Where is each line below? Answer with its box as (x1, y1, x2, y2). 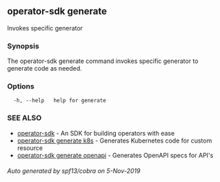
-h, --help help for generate (13, 97, 107, 104)
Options (7, 82, 34, 91)
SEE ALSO (7, 113, 42, 123)
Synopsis (7, 41, 39, 51)
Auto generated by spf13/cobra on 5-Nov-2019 (7, 167, 141, 175)
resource (17, 143, 43, 152)
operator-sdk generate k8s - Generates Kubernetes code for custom (17, 136, 212, 145)
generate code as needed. (7, 64, 83, 73)
